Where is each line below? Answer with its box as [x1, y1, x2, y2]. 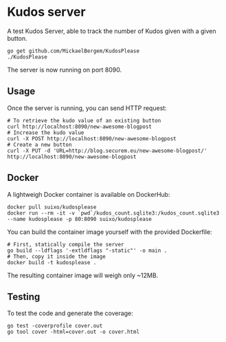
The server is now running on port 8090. [7, 65, 122, 74]
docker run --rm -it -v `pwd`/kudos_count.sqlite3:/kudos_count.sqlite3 [7, 209, 220, 217]
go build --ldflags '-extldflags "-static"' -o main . [7, 247, 168, 254]
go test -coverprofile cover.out [7, 323, 103, 330]
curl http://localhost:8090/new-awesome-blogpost [7, 123, 152, 130]
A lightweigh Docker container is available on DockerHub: [7, 190, 170, 198]
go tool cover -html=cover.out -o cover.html [7, 328, 139, 336]
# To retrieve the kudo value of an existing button [7, 117, 161, 124]
